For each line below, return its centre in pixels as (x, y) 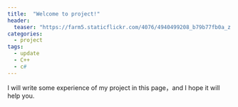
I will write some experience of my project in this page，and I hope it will (114, 88)
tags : (15, 47)
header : (19, 21)
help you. (21, 96)
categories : (25, 34)
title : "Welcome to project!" (54, 14)
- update (27, 54)
